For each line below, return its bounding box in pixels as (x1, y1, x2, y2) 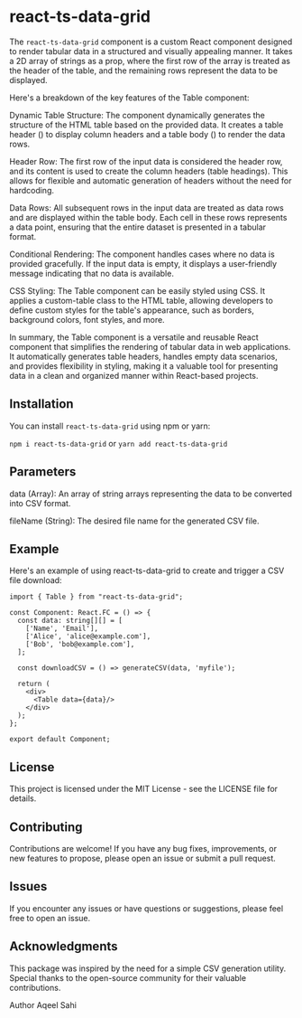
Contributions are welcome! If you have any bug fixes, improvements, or (9, 844, 278, 853)
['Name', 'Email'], (25, 624, 99, 634)
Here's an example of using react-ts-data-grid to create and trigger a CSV (9, 565, 285, 576)
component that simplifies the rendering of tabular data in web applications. (9, 341, 291, 352)
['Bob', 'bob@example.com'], (25, 640, 135, 649)
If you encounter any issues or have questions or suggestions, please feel (9, 902, 284, 914)
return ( (17, 680, 50, 689)
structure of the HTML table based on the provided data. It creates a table (9, 119, 284, 130)
